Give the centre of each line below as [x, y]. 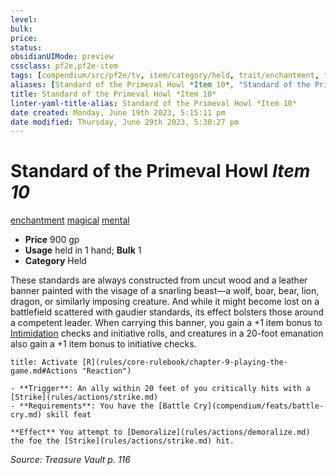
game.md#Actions [44, 371]
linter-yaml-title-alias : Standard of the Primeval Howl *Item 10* [154, 103]
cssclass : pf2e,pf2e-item [64, 66]
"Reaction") [106, 371]
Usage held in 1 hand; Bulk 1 [83, 250]
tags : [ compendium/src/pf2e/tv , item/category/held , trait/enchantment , [165, 76]
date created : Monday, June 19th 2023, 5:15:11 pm [118, 112]
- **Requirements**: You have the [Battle [100, 406]
